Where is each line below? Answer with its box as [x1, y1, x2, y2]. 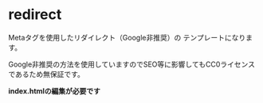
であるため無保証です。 [8, 69, 85, 78]
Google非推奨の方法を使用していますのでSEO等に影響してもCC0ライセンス [8, 59, 255, 69]
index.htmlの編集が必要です [8, 86, 101, 96]
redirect [8, 6, 62, 24]
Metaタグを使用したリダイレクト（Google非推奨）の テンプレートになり [8, 32, 246, 42]
